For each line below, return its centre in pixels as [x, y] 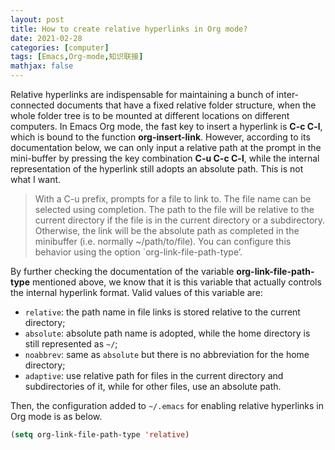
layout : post [37, 19]
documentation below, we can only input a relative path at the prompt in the [166, 147]
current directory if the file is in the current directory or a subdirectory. [180, 220]
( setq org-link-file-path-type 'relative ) [100, 435]
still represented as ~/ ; [71, 344]
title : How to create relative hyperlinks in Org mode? [129, 29]
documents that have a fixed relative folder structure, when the [186, 105]
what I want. [36, 179]
